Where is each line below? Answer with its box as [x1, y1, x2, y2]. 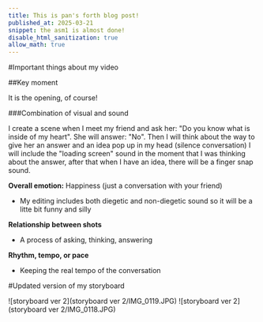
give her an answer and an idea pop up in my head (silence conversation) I [8, 140, 251, 150]
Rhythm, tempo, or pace [8, 250, 89, 260]
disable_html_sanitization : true [8, 33, 118, 42]
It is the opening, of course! [8, 93, 98, 103]
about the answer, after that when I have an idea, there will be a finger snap [8, 157, 254, 167]
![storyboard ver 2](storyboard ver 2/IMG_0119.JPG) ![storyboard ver [8, 297, 231, 306]
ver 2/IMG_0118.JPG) [48, 305, 116, 314]
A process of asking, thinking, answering [19, 235, 152, 245]
